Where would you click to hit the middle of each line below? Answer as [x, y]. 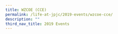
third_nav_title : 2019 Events [38, 24]
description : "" [22, 19]
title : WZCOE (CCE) [26, 10]
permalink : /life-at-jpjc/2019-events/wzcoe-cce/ [59, 14]
